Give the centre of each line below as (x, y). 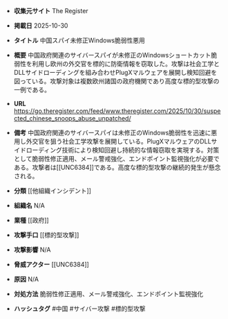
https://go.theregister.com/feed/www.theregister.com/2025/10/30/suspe (117, 111)
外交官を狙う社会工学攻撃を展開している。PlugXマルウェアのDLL (119, 141)
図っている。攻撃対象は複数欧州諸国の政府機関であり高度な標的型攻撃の (116, 81)
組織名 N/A (29, 205)
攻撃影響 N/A (32, 250)
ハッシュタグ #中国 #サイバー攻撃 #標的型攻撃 (79, 309)
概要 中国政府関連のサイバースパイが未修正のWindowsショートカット (112, 55)
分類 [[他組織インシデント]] (53, 191)
